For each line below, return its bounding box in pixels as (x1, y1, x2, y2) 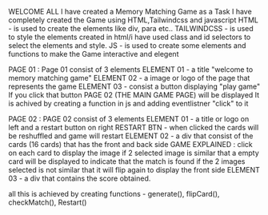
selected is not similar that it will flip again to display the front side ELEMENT (8, 165, 260, 174)
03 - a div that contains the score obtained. (8, 173, 151, 183)
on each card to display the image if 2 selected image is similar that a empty (8, 148, 260, 157)
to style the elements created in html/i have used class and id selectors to (8, 32, 251, 42)
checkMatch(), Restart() (8, 197, 87, 207)
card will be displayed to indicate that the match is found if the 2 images (8, 157, 246, 166)
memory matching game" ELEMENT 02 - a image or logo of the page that (8, 74, 250, 82)
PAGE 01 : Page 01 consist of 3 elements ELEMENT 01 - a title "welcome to (8, 65, 254, 74)
